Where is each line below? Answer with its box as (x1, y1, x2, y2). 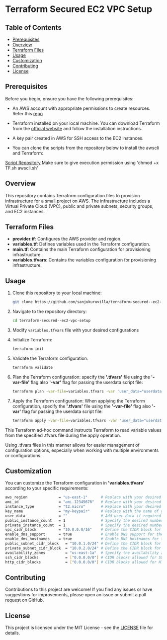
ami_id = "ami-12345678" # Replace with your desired (5, 499, 162, 505)
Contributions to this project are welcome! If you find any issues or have (5, 586, 153, 592)
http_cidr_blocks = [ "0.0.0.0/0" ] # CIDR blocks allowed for (5, 560, 157, 564)
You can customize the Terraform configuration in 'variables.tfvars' (5, 480, 145, 486)
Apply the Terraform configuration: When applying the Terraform (12, 398, 145, 403)
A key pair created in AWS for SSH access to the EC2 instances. (12, 135, 144, 141)
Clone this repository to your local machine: (12, 290, 102, 296)
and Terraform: (12, 150, 44, 156)
